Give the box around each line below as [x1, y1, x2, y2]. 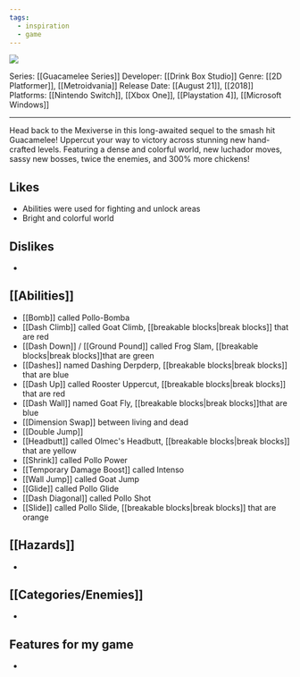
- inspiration [17, 21, 70, 30]
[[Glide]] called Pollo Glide [21, 483, 119, 494]
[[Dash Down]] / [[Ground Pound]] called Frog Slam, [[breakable [21, 341, 259, 351]
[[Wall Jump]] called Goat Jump [21, 473, 140, 484]
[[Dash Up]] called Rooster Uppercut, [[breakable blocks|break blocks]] [21, 378, 287, 389]
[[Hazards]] [9, 537, 75, 553]
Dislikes [9, 239, 54, 254]
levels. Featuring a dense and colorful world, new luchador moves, [37, 144, 283, 155]
